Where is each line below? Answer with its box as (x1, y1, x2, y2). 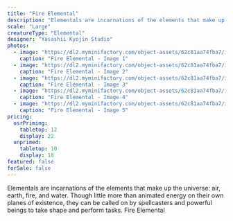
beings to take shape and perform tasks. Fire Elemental (7, 206, 165, 214)
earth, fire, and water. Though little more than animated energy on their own (7, 191, 224, 200)
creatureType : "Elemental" (7, 29, 85, 37)
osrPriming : (13, 119, 49, 127)
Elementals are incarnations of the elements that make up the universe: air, (7, 184, 221, 192)
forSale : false (7, 164, 51, 172)
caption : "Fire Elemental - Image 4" (19, 94, 129, 101)
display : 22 (19, 132, 54, 139)
